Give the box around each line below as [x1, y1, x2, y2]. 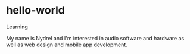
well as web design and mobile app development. [6, 41, 128, 48]
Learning [6, 23, 29, 30]
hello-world [6, 4, 66, 17]
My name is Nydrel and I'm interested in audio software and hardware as [6, 34, 185, 42]
